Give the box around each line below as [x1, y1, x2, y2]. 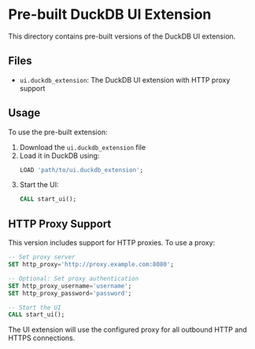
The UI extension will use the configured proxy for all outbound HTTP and [8, 325, 248, 335]
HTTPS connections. [8, 333, 76, 343]
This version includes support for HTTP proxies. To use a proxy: [8, 238, 216, 248]
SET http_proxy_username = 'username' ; [8, 281, 132, 290]
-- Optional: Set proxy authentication [8, 274, 139, 282]
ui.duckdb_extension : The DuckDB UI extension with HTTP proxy [19, 75, 231, 84]
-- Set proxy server [8, 253, 76, 261]
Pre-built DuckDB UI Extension [8, 6, 212, 24]
